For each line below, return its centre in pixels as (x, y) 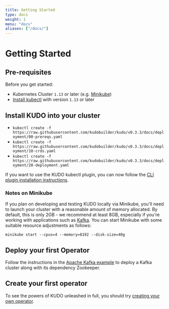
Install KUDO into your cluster (53, 115)
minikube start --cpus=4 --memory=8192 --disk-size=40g (65, 235)
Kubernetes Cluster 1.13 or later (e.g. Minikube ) (62, 94)
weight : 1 (16, 19)
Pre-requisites (28, 72)
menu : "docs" (19, 24)
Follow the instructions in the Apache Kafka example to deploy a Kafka (79, 263)
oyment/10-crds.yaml (34, 151)
